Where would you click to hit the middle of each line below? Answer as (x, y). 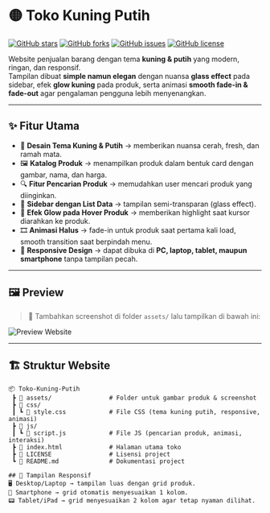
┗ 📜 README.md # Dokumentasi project (98, 461)
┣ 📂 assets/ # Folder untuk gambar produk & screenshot (134, 398)
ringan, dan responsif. (45, 67)
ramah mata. (41, 154)
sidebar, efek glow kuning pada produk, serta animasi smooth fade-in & (128, 85)
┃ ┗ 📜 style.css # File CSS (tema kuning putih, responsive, (136, 412)
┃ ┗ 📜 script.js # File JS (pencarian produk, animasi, (127, 433)
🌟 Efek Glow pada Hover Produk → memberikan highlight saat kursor (135, 212)
